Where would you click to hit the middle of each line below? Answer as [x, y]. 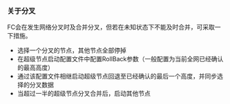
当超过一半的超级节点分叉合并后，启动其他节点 [84, 94]
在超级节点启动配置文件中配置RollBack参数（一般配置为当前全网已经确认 [120, 59]
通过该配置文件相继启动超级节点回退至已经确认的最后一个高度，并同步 [117, 76]
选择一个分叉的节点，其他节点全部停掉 [71, 50]
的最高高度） [35, 67]
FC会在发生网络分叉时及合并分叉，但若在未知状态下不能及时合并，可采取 [111, 27]
